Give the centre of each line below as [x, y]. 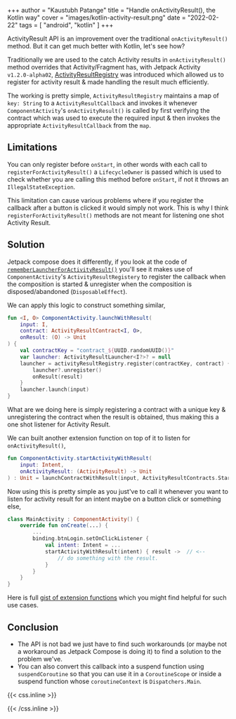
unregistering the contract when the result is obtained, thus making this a [113, 417]
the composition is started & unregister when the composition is [99, 284]
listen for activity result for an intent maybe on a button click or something [114, 499]
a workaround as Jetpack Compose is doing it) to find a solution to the [119, 651]
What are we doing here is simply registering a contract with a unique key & [117, 409]
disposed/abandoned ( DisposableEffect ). [67, 291]
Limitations [32, 148]
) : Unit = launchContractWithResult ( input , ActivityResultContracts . [113, 478]
